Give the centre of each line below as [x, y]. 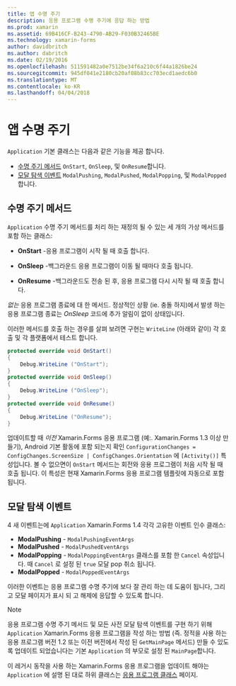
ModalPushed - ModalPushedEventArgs [73, 547]
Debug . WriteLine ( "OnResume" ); [66, 417]
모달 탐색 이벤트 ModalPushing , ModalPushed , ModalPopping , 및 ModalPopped [122, 175]
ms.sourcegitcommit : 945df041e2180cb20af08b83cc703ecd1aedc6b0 [102, 73]
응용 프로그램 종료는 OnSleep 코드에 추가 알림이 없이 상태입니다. [96, 313]
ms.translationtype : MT [42, 80]
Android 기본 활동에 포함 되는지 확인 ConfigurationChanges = [110, 446]
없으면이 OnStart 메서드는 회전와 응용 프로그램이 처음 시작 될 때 [136, 464]
